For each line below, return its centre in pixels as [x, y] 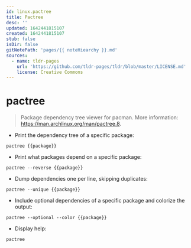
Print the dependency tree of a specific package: [74, 135]
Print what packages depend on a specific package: [78, 157]
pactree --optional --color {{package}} [57, 218]
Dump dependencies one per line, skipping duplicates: [81, 179]
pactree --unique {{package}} [43, 190]
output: [23, 207]
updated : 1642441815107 [35, 28]
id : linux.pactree [29, 12]
